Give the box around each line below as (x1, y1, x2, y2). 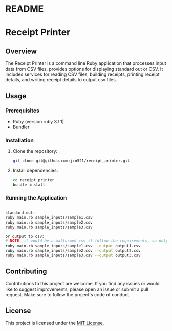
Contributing (5, 267, 47, 276)
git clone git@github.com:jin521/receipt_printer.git (12, 158, 130, 164)
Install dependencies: (12, 167, 58, 174)
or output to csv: (5, 234, 45, 239)
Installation (5, 137, 34, 144)
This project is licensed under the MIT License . (5, 320, 104, 326)
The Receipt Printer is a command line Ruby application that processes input (5, 60, 166, 67)
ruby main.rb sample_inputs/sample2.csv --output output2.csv (5, 248, 141, 253)
